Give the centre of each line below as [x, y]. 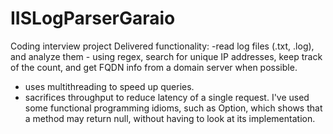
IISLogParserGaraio [93, 18]
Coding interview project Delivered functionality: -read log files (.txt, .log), [162, 46]
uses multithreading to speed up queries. [109, 86]
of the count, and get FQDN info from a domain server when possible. [154, 67]
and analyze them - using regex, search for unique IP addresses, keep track [166, 56]
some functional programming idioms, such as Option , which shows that [173, 108]
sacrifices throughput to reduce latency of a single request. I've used [167, 97]
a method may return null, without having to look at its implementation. [170, 118]
